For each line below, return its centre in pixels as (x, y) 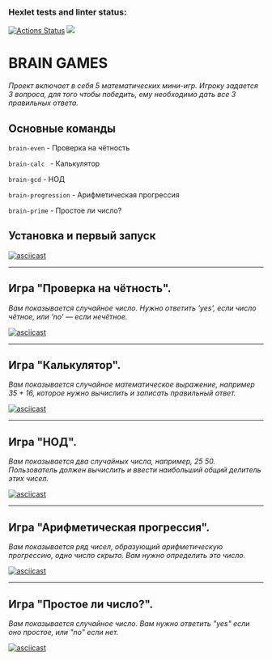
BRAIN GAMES (58, 63)
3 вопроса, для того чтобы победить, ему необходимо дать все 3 (122, 95)
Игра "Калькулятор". (65, 365)
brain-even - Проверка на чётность (69, 148)
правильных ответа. (44, 103)
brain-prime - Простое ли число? (65, 211)
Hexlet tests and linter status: (68, 12)
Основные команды (62, 128)
